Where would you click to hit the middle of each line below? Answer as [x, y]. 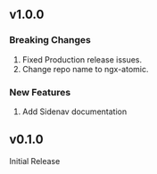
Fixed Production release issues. [82, 59]
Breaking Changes [50, 40]
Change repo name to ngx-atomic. [85, 69]
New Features [40, 92]
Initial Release [35, 161]
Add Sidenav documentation [74, 112]
